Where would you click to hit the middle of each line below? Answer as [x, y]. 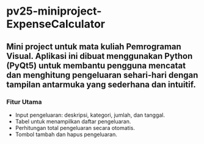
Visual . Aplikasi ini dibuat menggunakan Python [100, 56]
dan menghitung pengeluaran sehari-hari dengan [102, 75]
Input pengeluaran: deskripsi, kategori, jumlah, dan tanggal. [90, 115]
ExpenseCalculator [56, 24]
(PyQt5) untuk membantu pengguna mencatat [96, 65]
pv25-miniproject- [54, 11]
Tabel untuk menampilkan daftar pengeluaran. [73, 121]
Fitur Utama [24, 101]
